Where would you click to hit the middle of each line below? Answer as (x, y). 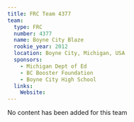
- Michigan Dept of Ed (54, 66)
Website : (33, 92)
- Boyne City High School (58, 79)
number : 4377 (33, 33)
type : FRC (28, 27)
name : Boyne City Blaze (49, 40)
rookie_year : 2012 (41, 47)
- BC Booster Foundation (57, 73)
